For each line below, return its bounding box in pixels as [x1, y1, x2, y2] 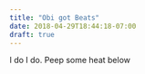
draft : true [9, 30, 55, 39]
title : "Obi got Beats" [9, 13, 100, 23]
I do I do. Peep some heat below [9, 55, 130, 66]
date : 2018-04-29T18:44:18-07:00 [9, 22, 137, 31]
